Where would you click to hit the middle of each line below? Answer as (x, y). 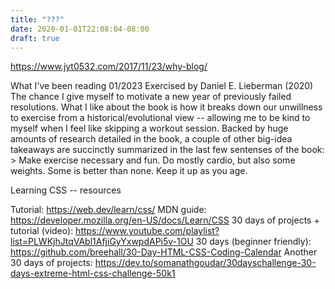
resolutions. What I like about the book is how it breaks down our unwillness (166, 107)
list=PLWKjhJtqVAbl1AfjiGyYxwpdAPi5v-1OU (102, 242)
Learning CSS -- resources (66, 190)
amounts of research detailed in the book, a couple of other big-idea (151, 139)
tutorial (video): (42, 231)
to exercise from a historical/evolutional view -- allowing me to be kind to (160, 118)
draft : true (35, 38)
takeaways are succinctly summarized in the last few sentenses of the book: (167, 150)
